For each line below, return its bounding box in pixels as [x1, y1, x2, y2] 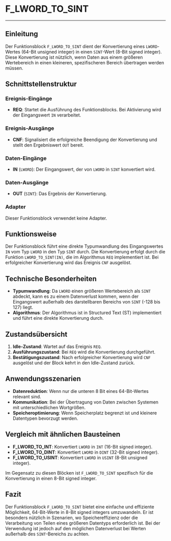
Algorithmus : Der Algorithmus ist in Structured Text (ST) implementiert [12, 310, 162, 316]
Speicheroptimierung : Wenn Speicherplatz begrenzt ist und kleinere [12, 410, 157, 416]
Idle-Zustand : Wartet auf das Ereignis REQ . [12, 343, 102, 350]
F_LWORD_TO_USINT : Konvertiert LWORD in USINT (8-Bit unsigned [12, 454, 148, 460]
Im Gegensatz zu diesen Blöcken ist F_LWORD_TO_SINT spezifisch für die [5, 469, 154, 476]
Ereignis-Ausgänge [5, 125, 54, 132]
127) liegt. [12, 304, 34, 311]
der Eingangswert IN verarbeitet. [12, 112, 81, 118]
